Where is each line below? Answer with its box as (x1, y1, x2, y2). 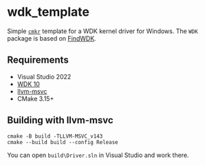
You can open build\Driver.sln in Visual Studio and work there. (7, 151, 189, 159)
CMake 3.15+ (17, 94, 54, 103)
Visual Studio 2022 (17, 72, 72, 81)
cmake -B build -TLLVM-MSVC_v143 (7, 132, 103, 140)
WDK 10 (17, 80, 40, 88)
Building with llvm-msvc (7, 114, 114, 126)
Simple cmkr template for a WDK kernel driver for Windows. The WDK (7, 27, 198, 35)
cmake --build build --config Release (7, 138, 118, 145)
